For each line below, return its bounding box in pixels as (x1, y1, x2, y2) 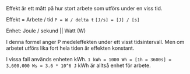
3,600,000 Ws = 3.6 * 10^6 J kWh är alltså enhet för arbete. (6, 62, 151, 69)
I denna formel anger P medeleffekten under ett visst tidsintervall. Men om (6, 39, 185, 45)
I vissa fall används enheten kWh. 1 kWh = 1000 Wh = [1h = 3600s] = (6, 56, 172, 62)
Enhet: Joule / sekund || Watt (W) (6, 27, 86, 34)
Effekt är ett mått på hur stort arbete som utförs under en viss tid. (6, 5, 163, 12)
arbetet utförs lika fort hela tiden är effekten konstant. (6, 45, 135, 51)
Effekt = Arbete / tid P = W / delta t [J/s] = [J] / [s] (6, 16, 140, 23)
